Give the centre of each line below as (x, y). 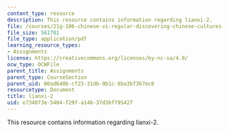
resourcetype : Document (41, 90)
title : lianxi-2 (30, 97)
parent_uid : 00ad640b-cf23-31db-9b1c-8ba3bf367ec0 (81, 84)
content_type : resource (41, 13)
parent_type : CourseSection (47, 77)
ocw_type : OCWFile (33, 64)
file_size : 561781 (33, 33)
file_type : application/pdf (47, 39)
